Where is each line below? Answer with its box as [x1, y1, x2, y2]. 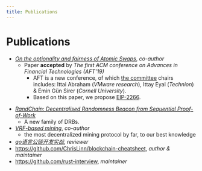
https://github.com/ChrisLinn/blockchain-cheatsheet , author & [14, 144, 171, 152]
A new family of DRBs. [24, 118, 80, 125]
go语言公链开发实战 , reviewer [14, 138, 89, 145]
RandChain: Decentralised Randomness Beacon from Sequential [14, 105, 176, 112]
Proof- [177, 105, 194, 112]
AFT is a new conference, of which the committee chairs [33, 74, 174, 82]
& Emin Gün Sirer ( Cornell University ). [33, 87, 127, 94]
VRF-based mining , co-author [14, 124, 90, 132]
